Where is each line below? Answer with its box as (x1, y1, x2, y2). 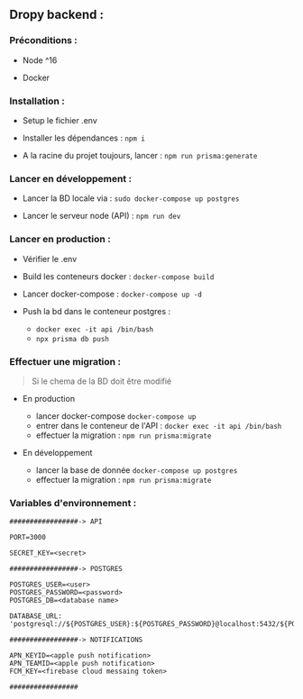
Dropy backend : (9, 7, 105, 23)
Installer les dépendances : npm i (22, 132, 146, 143)
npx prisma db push (35, 334, 110, 343)
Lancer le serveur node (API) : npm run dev (22, 211, 181, 222)
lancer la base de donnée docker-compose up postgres (35, 464, 238, 476)
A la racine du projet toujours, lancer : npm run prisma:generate (22, 150, 258, 160)
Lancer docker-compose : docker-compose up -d (22, 288, 203, 299)
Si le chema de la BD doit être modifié (31, 376, 172, 386)
